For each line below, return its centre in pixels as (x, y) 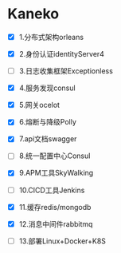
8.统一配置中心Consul (55, 156)
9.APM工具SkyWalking (56, 173)
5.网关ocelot (39, 105)
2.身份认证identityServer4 (62, 54)
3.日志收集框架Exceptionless (66, 71)
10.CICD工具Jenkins (52, 190)
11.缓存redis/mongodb (55, 207)
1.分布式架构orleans (51, 37)
